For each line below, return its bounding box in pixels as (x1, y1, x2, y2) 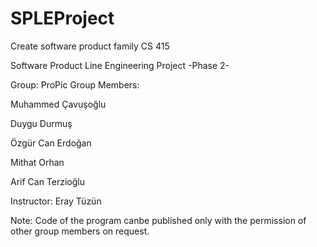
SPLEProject (10, 7, 115, 30)
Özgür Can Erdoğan (10, 137, 92, 149)
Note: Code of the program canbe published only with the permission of (10, 214, 307, 226)
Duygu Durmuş (10, 117, 73, 129)
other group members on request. (10, 225, 150, 237)
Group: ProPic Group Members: (10, 78, 140, 91)
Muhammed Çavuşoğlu (10, 98, 107, 110)
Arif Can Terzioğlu (10, 175, 86, 187)
